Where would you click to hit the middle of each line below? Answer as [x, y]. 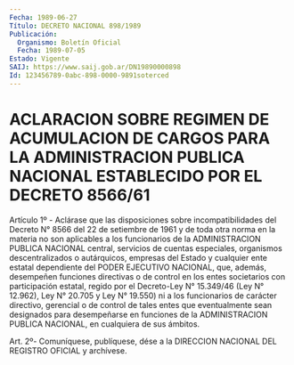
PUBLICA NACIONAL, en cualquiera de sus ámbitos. [105, 324]
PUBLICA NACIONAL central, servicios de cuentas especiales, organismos [146, 248]
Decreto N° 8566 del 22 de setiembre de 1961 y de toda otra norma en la [143, 229]
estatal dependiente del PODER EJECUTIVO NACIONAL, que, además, [138, 267]
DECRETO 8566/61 [80, 195]
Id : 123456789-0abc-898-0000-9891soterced [89, 76]
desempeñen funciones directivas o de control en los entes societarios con [147, 276]
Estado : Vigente [39, 59]
